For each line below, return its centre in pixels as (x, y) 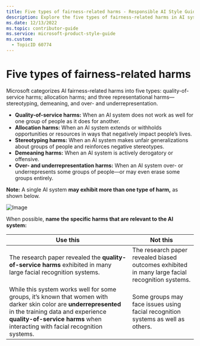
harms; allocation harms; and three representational (89, 97)
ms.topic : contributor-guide (42, 28)
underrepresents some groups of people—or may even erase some (97, 172)
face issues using (157, 304)
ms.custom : (20, 39)
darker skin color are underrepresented (65, 304)
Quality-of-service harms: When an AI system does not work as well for (104, 115)
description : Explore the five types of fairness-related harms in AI (96, 17)
